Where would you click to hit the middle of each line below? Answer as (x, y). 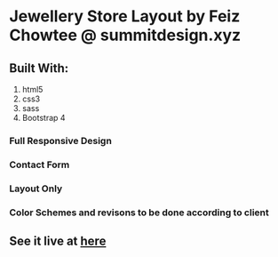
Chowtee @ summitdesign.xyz (125, 35)
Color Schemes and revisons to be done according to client (139, 213)
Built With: (39, 68)
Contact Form (40, 165)
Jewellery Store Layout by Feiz (125, 16)
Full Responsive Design (61, 141)
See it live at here (58, 241)
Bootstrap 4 (44, 118)
